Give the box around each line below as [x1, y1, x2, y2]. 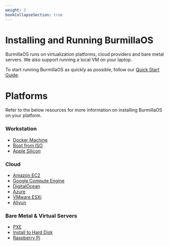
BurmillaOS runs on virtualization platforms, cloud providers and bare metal [5, 51, 164, 57]
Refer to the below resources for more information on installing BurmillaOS [5, 107, 162, 113]
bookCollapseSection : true [5, 12, 63, 17]
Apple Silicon [12, 148, 41, 154]
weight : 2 [5, 7, 27, 13]
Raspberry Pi [12, 235, 40, 241]
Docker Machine [12, 137, 48, 143]
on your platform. [5, 112, 42, 118]
